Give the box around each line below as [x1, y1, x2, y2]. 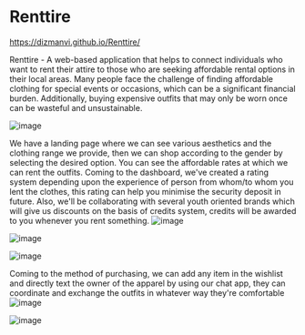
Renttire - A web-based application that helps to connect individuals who [9, 54, 284, 65]
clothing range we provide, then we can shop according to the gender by [9, 147, 284, 158]
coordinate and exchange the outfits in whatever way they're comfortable [9, 287, 285, 298]
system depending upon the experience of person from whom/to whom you [9, 176, 294, 188]
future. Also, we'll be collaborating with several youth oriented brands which [9, 196, 296, 207]
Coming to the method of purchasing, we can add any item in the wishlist [9, 268, 284, 279]
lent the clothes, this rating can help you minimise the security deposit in [9, 186, 282, 197]
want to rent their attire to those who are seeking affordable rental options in [9, 64, 296, 75]
